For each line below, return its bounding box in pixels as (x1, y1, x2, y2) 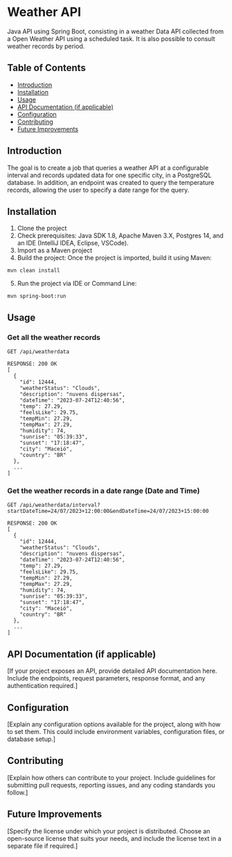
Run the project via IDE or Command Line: (17, 279, 137, 288)
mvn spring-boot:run (7, 293, 67, 300)
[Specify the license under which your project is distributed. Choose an (7, 826, 211, 835)
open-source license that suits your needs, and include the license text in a (7, 834, 222, 842)
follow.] (7, 788, 28, 797)
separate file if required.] (7, 842, 78, 850)
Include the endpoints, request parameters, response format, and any (7, 674, 206, 683)
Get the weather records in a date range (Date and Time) (7, 486, 200, 496)
